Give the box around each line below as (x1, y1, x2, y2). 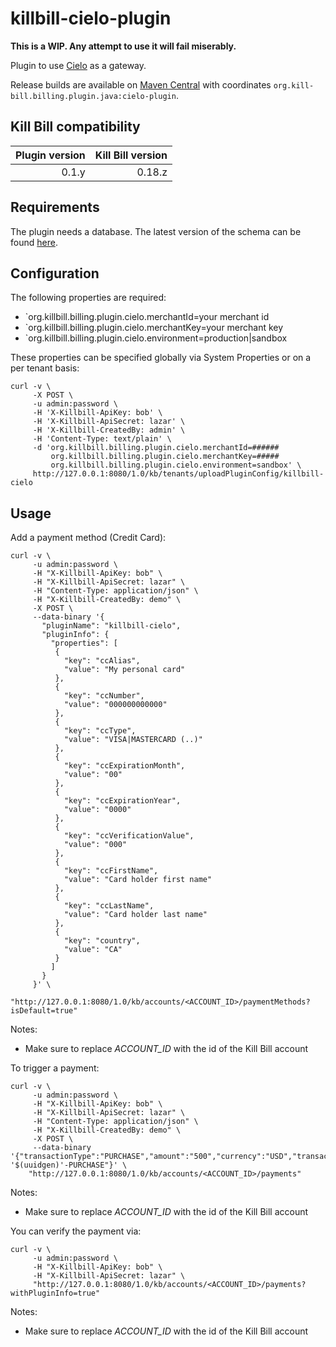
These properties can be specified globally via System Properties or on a (10, 352, 312, 364)
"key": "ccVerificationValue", (63, 831, 195, 841)
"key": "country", (63, 936, 141, 946)
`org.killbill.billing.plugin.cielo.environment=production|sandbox (24, 332, 288, 344)
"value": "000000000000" (63, 700, 168, 710)
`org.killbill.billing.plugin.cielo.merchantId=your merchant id (24, 311, 270, 323)
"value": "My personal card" (63, 665, 186, 675)
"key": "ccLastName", (63, 901, 155, 911)
